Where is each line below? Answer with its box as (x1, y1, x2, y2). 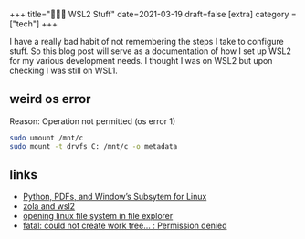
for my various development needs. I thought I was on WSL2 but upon (9, 56, 273, 66)
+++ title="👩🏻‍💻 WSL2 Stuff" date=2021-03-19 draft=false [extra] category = (9, 9, 297, 19)
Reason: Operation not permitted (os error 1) (9, 115, 176, 127)
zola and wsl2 (22, 201, 76, 212)
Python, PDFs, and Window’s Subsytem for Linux (22, 192, 207, 203)
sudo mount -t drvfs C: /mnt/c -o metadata (9, 141, 178, 151)
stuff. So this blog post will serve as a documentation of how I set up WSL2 (9, 46, 292, 57)
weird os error (9, 91, 91, 107)
